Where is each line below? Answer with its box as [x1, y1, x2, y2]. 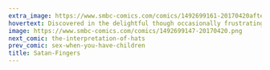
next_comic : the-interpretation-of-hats [8, 34, 146, 43]
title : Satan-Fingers [8, 49, 81, 57]
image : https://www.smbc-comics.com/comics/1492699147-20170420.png [8, 27, 243, 35]
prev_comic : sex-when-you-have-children [8, 42, 146, 50]
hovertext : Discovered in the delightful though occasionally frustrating [8, 19, 264, 27]
